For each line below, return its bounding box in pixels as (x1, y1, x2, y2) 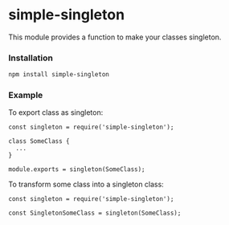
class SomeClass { (8, 137, 70, 145)
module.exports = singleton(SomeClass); (8, 166, 146, 174)
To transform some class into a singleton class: (8, 179, 165, 190)
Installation (8, 52, 54, 63)
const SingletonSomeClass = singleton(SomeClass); (8, 209, 182, 218)
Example (8, 90, 43, 101)
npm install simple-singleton (8, 71, 110, 79)
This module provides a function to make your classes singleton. (8, 32, 222, 42)
